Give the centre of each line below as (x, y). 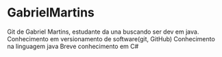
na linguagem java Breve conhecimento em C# (73, 46)
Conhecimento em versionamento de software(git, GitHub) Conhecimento (111, 38)
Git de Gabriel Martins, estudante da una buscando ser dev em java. (103, 32)
